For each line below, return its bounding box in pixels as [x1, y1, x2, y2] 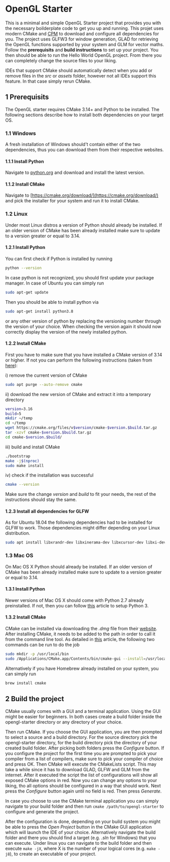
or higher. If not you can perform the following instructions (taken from [5, 357, 153, 363]
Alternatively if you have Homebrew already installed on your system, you [5, 665, 159, 671]
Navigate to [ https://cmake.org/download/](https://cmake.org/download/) [5, 192, 158, 198]
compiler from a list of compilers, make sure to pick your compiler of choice [5, 756, 163, 762]
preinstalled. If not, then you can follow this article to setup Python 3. [5, 602, 149, 608]
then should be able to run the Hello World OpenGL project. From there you [5, 52, 162, 58]
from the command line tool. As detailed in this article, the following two [5, 636, 155, 642]
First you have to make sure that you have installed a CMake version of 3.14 [5, 351, 162, 357]
